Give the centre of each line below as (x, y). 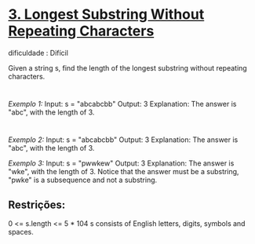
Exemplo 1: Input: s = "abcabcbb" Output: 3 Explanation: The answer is (122, 104)
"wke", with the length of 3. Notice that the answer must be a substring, (124, 172)
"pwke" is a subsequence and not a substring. (83, 180)
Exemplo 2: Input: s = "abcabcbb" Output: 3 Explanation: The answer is (123, 140)
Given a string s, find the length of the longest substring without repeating (127, 67)
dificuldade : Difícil (38, 53)
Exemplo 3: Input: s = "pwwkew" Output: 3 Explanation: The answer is (121, 163)
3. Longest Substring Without (106, 15)
